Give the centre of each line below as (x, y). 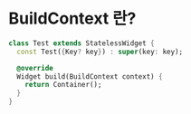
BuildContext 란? (72, 19)
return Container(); (63, 85)
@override (35, 68)
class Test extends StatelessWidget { (81, 43)
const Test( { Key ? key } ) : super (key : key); (100, 52)
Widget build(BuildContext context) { (90, 76)
